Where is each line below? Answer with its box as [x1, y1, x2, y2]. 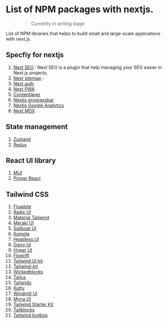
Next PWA [13, 86, 35, 92]
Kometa [13, 231, 30, 237]
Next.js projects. [13, 70, 48, 76]
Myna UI [13, 296, 31, 302]
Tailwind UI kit [13, 258, 43, 264]
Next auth [13, 80, 34, 86]
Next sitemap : [13, 75, 44, 81]
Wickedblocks [13, 269, 43, 275]
